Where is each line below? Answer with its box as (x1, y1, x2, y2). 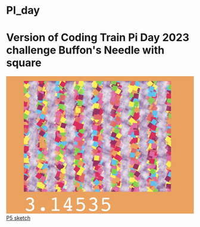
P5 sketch (6, 214, 31, 221)
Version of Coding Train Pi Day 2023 (6, 31, 189, 45)
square (6, 56, 42, 70)
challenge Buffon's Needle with (6, 43, 165, 57)
